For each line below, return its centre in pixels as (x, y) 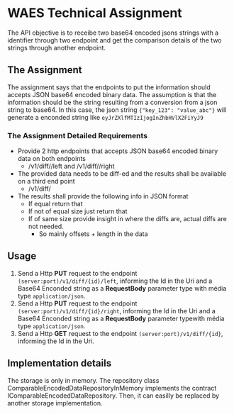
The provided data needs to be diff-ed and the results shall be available (122, 174)
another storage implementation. (55, 403)
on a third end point (46, 181)
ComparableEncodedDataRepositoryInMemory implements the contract (112, 388)
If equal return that (55, 204)
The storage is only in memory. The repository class (83, 380)
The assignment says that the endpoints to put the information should (109, 87)
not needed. (46, 226)
